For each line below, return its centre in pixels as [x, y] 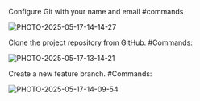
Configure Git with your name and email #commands [96, 12]
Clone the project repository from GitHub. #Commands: [101, 42]
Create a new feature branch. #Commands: [80, 74]
